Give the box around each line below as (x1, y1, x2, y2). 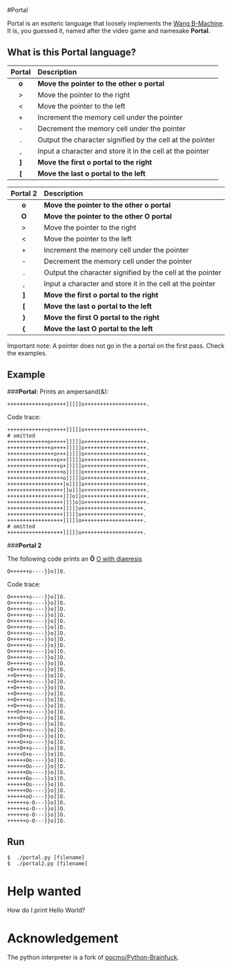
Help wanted (7, 883, 81, 899)
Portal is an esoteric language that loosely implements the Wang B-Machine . (7, 19, 225, 27)
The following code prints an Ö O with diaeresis (7, 555, 143, 563)
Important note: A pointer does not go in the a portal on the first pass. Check (7, 342, 225, 350)
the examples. (7, 348, 48, 357)
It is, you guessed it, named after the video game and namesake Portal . (7, 27, 211, 35)
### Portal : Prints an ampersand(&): (7, 387, 109, 395)
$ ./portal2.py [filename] (7, 860, 88, 867)
